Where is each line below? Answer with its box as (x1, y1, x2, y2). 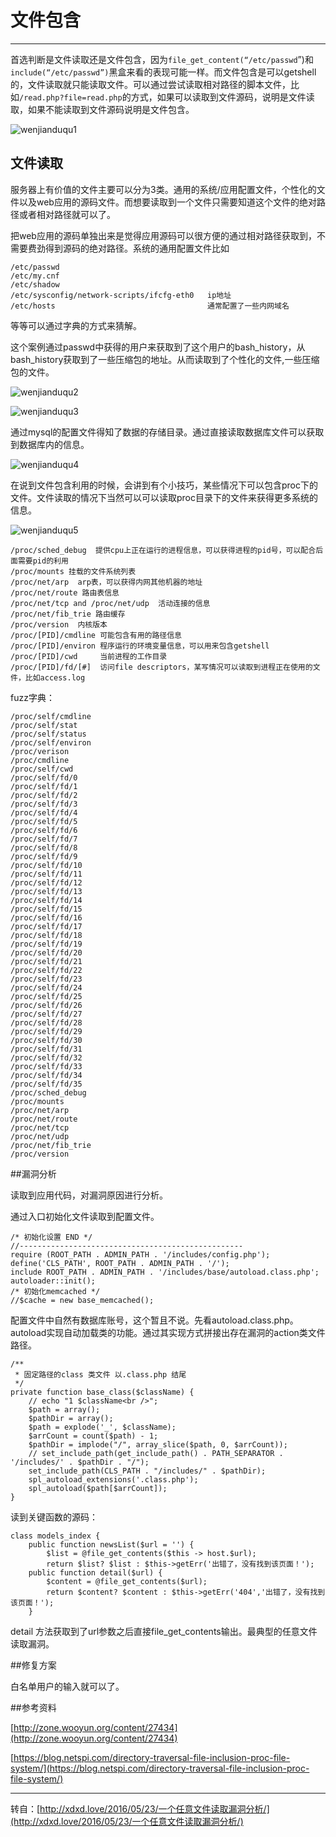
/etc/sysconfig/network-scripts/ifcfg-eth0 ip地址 (10, 290, 232, 300)
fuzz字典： (10, 691, 55, 703)
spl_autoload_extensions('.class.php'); (28, 1474, 199, 1485)
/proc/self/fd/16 (10, 912, 83, 923)
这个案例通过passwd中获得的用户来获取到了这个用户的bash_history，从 (10, 341, 306, 353)
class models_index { (10, 1531, 101, 1541)
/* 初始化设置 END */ (10, 1232, 93, 1242)
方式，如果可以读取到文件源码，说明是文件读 (130, 91, 315, 103)
